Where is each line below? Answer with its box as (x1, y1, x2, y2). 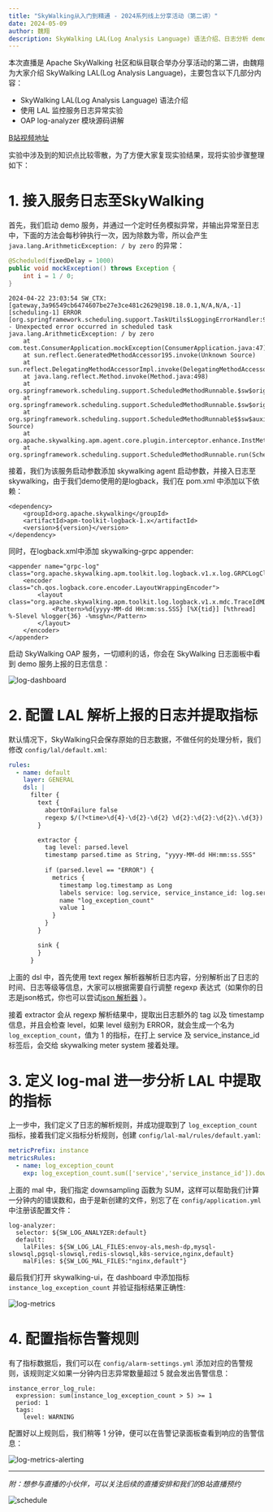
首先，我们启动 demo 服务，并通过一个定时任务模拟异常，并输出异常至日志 (8, 220, 260, 230)
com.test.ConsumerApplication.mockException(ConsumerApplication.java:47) (8, 344, 267, 352)
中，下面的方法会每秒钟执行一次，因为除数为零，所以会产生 (8, 231, 208, 240)
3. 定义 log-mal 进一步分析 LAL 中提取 (8, 1072, 262, 1090)
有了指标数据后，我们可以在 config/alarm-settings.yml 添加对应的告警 (8, 1358, 246, 1367)
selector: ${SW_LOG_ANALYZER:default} (15, 1228, 148, 1237)
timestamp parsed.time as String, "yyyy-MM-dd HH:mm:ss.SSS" (44, 851, 256, 860)
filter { (29, 791, 60, 799)
